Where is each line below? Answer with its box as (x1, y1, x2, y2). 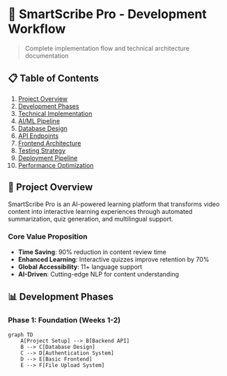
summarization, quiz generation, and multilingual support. (8, 214, 173, 223)
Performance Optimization (17, 161, 94, 169)
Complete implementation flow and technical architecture (24, 44, 190, 52)
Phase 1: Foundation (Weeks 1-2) (8, 315, 121, 325)
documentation (24, 52, 69, 60)
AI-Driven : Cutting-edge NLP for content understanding (17, 269, 180, 278)
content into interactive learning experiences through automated (8, 207, 193, 215)
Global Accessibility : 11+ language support (17, 263, 143, 271)
